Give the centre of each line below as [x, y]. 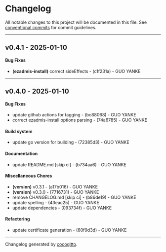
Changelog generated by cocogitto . [41, 244]
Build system [19, 131]
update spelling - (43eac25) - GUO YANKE [56, 202]
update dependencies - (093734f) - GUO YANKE [62, 208]
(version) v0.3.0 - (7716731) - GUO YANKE [56, 192]
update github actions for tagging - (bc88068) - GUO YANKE [74, 115]
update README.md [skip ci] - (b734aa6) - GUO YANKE [69, 164]
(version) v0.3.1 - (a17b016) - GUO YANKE [55, 187]
